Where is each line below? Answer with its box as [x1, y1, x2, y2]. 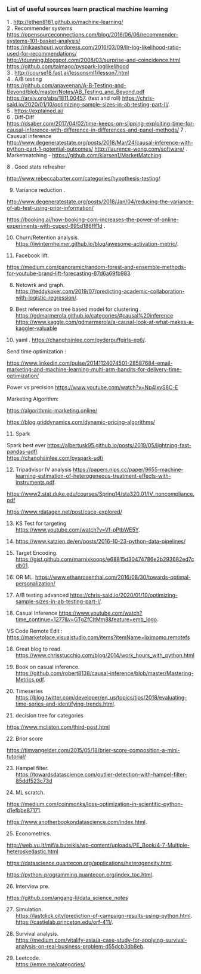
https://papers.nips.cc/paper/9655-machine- [73, 466, 184, 474]
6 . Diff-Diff [7, 114, 35, 121]
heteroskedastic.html [7, 848, 58, 855]
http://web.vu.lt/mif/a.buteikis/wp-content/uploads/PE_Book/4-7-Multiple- [7, 842, 190, 849]
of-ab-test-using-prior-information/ [7, 204, 94, 212]
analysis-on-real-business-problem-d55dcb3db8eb [15, 943, 144, 950]
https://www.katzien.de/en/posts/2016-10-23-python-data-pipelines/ [15, 538, 186, 545]
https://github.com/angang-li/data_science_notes [7, 894, 128, 902]
